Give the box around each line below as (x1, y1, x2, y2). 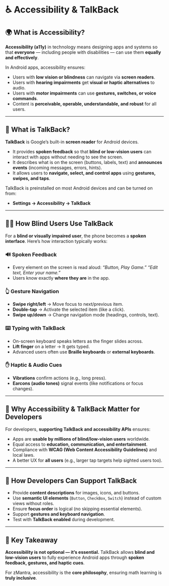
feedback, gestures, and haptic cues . (5, 560, 85, 566)
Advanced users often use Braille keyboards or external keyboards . (12, 349, 155, 355)
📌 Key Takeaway (5, 536, 58, 544)
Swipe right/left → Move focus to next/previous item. (12, 301, 124, 307)
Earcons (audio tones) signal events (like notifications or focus (12, 380, 143, 386)
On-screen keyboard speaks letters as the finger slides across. (12, 338, 143, 344)
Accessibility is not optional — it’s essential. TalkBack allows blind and (5, 549, 155, 555)
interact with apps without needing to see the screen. (12, 154, 123, 160)
